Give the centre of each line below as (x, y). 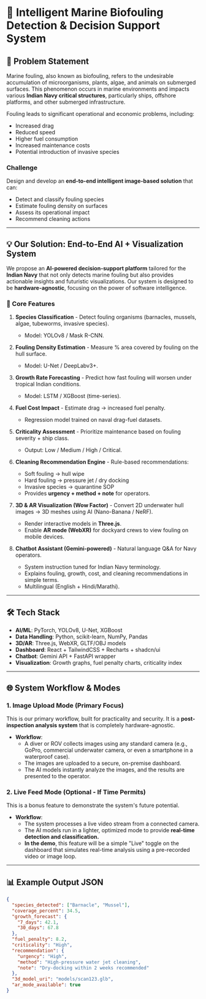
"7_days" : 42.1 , (38, 922)
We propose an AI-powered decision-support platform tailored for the (96, 269)
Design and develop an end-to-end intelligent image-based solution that (100, 181)
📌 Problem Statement (48, 61)
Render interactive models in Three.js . (73, 524)
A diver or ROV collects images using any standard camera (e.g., (106, 743)
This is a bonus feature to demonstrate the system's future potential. (93, 805)
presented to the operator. (57, 776)
